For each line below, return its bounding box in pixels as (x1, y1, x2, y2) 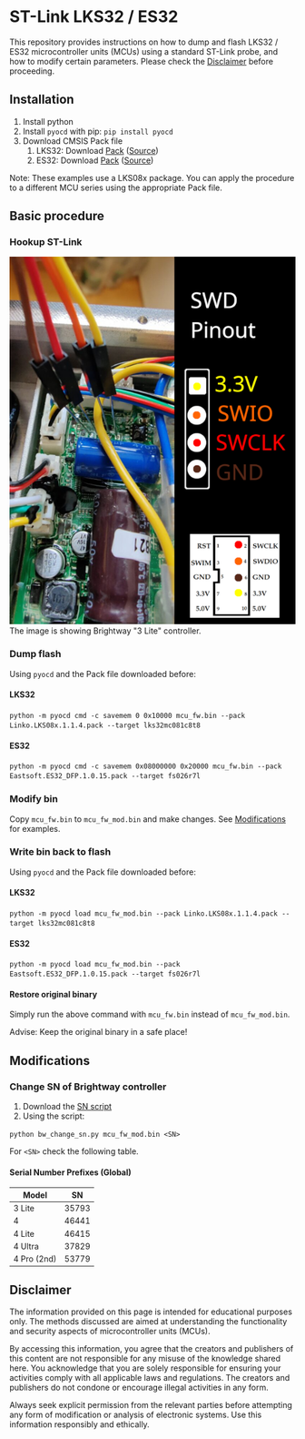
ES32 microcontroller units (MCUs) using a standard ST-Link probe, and (9, 46, 279, 56)
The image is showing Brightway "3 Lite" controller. (9, 625, 202, 636)
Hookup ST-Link (9, 236, 83, 248)
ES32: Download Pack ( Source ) (35, 155, 154, 166)
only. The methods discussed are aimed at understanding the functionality (9, 1316, 288, 1327)
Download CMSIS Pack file (22, 135, 123, 147)
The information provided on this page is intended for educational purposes (9, 1306, 293, 1317)
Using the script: (22, 1110, 85, 1121)
